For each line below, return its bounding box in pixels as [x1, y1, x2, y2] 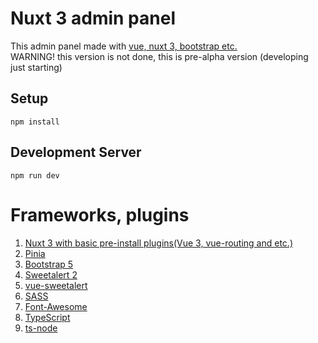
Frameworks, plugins [10, 203, 190, 226]
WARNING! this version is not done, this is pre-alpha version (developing [10, 50, 309, 62]
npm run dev [10, 170, 60, 181]
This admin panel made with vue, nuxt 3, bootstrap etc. [10, 40, 238, 52]
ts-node [24, 322, 58, 334]
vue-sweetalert [24, 279, 88, 291]
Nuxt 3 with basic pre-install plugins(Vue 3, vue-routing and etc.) [24, 237, 293, 249]
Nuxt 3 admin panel [10, 7, 176, 30]
